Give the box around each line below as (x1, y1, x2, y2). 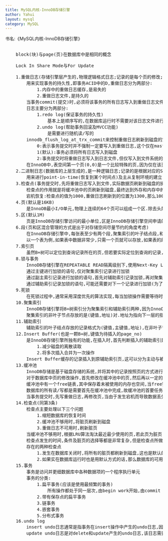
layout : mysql (5, 17, 35, 22)
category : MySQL (5, 21, 39, 27)
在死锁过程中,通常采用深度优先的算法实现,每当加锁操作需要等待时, (26, 294, 166, 299)
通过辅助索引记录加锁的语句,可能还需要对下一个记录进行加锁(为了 (26, 281, 163, 287)
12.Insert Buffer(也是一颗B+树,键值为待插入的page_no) (15, 331, 142, 337)
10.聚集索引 (15, 300, 41, 306)
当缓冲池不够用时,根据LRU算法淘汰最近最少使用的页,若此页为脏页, (26, 432, 165, 437)
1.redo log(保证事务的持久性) (36, 112, 104, 118)
